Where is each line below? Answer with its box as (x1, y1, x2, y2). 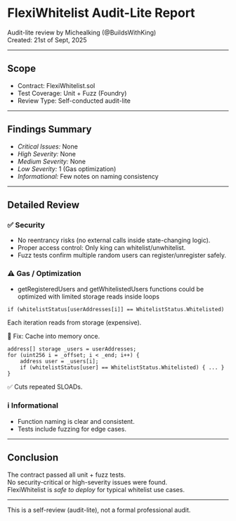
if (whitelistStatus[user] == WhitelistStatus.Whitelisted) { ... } (20, 364, 225, 371)
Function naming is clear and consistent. (17, 417, 135, 425)
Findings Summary (7, 123, 92, 135)
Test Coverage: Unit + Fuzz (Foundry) (17, 89, 127, 97)
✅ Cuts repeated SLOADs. (7, 382, 83, 391)
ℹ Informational (7, 401, 58, 410)
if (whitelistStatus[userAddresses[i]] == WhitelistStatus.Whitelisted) (7, 306, 225, 313)
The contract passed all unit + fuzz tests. (7, 470, 126, 479)
